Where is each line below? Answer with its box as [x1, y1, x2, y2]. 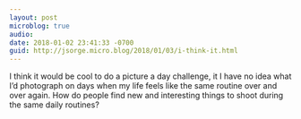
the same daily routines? [9, 99, 100, 110]
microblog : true [9, 21, 70, 30]
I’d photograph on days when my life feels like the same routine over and [9, 81, 278, 91]
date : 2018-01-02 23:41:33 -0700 [9, 38, 134, 47]
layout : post [9, 13, 58, 22]
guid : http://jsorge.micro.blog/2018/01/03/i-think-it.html [9, 47, 239, 55]
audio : [9, 30, 34, 38]
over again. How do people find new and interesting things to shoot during [9, 90, 284, 101]
